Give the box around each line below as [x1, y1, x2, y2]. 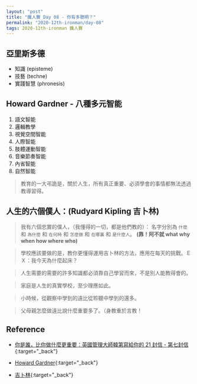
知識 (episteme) [14, 66, 53, 73]
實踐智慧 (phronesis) [14, 80, 65, 87]
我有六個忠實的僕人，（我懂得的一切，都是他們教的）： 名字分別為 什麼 [20, 223, 188, 230]
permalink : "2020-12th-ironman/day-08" [6, 19, 104, 25]
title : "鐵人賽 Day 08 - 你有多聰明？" [6, 14, 96, 20]
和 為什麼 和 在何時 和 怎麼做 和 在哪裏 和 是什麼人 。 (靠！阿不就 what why [20, 230, 191, 237]
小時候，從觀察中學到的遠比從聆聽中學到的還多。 [20, 294, 140, 301]
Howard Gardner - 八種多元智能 [6, 99, 122, 109]
